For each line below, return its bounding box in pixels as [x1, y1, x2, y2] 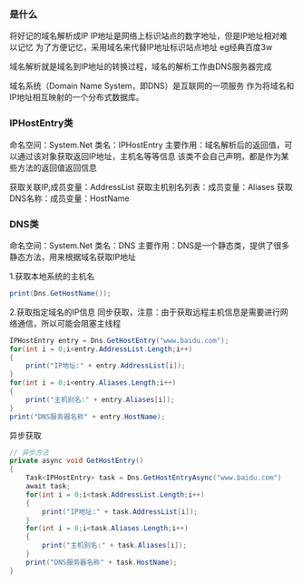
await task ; [25, 482, 71, 491]
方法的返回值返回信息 [16, 162, 97, 173]
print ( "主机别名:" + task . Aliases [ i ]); [42, 541, 188, 550]
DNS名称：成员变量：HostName [9, 193, 130, 204]
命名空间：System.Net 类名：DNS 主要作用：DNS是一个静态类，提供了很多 [9, 239, 290, 251]
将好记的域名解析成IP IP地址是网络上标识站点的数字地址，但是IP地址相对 [9, 30, 280, 42]
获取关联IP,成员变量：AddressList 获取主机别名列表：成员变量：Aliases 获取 [9, 181, 293, 192]
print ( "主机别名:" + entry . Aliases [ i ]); [25, 395, 175, 404]
